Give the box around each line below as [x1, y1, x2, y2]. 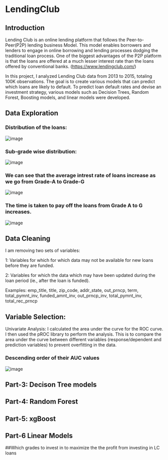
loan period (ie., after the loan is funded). [5, 277, 90, 284]
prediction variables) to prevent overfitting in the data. [5, 342, 117, 348]
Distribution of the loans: [5, 124, 67, 131]
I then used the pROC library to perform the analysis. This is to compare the [5, 331, 161, 337]
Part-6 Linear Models [5, 431, 73, 440]
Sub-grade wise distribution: [5, 148, 77, 155]
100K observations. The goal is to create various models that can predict [5, 79, 155, 84]
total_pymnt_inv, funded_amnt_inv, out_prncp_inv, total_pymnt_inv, [5, 292, 143, 299]
